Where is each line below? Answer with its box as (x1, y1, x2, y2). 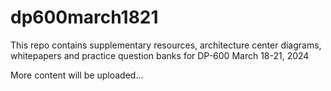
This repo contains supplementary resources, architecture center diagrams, (10, 39, 322, 51)
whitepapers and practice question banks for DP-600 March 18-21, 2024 (10, 49, 310, 61)
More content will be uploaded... (10, 69, 144, 81)
